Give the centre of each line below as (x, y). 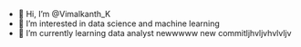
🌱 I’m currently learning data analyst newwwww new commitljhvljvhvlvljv (155, 33)
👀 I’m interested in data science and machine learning (119, 23)
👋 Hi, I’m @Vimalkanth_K (64, 14)
